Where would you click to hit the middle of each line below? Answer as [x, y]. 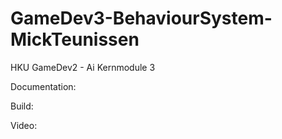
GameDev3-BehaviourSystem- [141, 18]
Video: [24, 125]
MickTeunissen [75, 39]
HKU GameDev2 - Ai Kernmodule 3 [83, 67]
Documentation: [43, 86]
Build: [22, 106]
